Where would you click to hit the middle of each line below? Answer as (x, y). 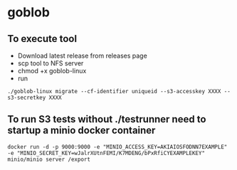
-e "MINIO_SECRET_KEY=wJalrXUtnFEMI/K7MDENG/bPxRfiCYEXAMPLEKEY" (106, 153)
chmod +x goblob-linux (52, 71)
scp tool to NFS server (51, 63)
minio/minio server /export (49, 159)
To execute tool (42, 39)
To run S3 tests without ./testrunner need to (107, 119)
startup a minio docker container (81, 131)
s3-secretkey (27, 97)
